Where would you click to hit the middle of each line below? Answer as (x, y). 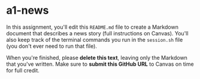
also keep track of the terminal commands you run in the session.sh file (95, 39)
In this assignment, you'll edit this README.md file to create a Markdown (92, 27)
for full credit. (23, 70)
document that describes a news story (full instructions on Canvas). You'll (97, 33)
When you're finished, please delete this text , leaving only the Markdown (97, 57)
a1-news (28, 10)
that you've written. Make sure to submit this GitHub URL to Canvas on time (100, 64)
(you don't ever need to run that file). (52, 46)
